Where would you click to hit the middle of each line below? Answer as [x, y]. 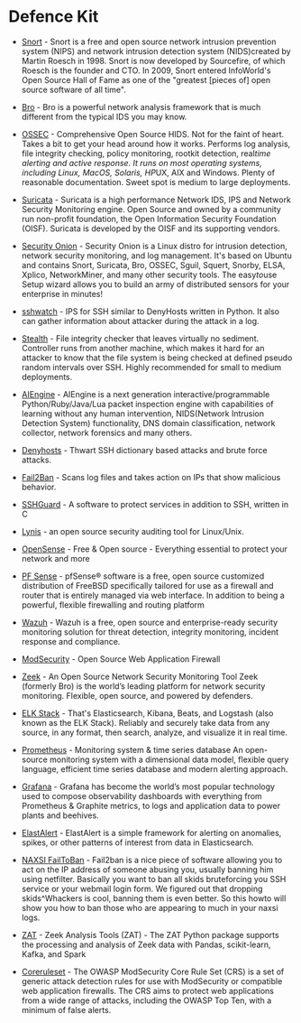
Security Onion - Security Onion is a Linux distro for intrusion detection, [154, 246]
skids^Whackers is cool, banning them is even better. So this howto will [154, 898]
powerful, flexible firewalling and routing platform [113, 604]
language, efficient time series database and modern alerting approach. [155, 768]
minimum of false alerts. [66, 1009]
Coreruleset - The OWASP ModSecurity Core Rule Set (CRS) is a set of [153, 972]
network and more [56, 558]
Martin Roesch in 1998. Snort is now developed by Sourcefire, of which [153, 60]
